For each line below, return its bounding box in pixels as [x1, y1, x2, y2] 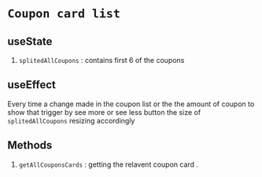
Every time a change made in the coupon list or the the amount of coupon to [7, 99, 255, 109]
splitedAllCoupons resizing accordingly [7, 116, 135, 125]
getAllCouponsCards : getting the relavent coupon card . [18, 160, 198, 169]
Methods [7, 138, 53, 152]
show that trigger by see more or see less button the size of [7, 107, 201, 116]
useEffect [7, 78, 57, 92]
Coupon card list [7, 6, 121, 21]
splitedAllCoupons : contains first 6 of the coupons [18, 56, 185, 65]
